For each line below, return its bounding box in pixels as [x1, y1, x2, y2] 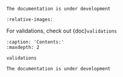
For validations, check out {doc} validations [6, 28, 117, 34]
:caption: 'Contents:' [6, 39, 64, 45]
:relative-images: [6, 16, 53, 23]
